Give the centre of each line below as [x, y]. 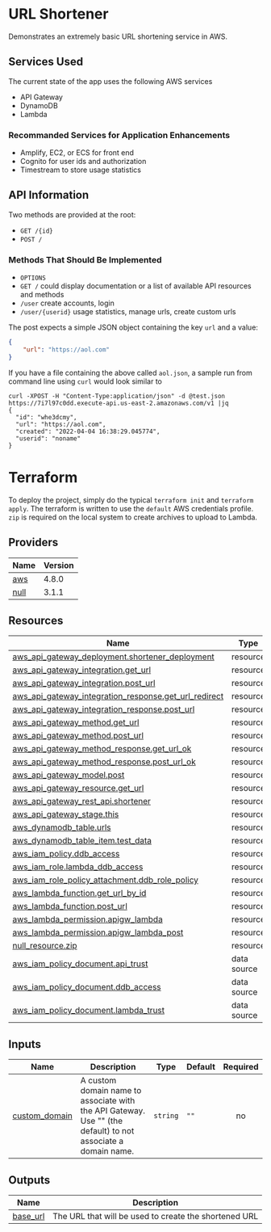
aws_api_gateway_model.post [69, 775]
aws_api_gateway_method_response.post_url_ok [104, 762]
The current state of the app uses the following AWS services [110, 81]
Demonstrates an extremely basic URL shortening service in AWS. [118, 36]
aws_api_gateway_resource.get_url [78, 788]
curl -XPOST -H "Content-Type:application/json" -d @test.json [117, 396]
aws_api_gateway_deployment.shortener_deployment [114, 657]
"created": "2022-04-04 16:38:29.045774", [88, 431]
